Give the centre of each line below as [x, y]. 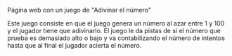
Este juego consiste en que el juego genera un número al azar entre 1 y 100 [116, 23]
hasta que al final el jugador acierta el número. [75, 45]
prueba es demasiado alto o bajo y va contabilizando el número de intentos [116, 38]
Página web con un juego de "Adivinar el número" [79, 10]
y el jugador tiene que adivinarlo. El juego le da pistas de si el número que [114, 31]
